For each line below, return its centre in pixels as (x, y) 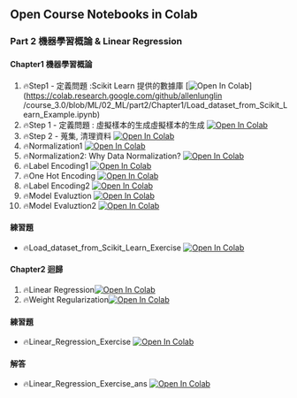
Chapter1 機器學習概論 (51, 64)
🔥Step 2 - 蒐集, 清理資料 (67, 135)
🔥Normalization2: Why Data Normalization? (102, 156)
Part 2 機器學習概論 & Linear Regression (96, 42)
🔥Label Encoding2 (57, 186)
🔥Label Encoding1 (56, 165)
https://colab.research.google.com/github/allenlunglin (124, 96)
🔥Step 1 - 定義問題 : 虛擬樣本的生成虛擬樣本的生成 (114, 125)
